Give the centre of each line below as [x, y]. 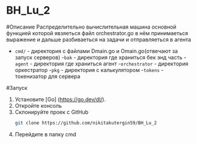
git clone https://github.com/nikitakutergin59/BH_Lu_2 [86, 123]
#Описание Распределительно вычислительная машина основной [91, 27]
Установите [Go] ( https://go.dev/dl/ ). [60, 99]
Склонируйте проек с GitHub [51, 112]
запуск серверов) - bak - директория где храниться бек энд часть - [101, 57]
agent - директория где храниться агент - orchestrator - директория [101, 64]
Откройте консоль [38, 105]
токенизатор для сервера [47, 76]
